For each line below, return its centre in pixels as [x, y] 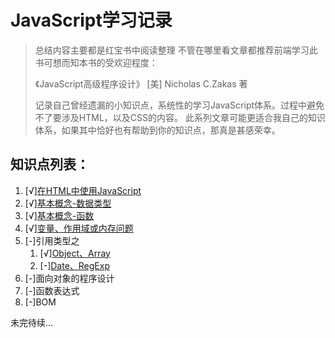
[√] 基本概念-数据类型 [68, 203]
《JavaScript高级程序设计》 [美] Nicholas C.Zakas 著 [141, 83]
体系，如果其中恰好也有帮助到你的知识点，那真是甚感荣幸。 [157, 130]
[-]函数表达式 [52, 290]
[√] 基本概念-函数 [59, 215]
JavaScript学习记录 [91, 20]
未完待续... [32, 322]
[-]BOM [40, 302]
